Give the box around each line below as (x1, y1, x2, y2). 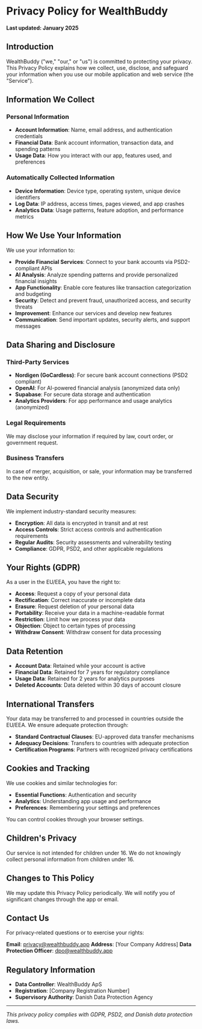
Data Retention (6, 646, 63, 656)
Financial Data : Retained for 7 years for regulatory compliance (14, 668, 170, 676)
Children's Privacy (6, 833, 77, 844)
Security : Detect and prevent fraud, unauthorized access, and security (14, 297, 191, 304)
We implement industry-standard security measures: (6, 507, 137, 514)
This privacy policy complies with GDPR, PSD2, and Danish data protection (6, 1011, 193, 1018)
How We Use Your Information (6, 231, 121, 241)
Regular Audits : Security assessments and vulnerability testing (14, 539, 172, 546)
